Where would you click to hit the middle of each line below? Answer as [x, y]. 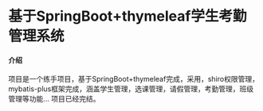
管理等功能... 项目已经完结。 [55, 99]
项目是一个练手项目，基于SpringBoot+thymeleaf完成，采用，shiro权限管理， [133, 79]
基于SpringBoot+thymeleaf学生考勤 [128, 16]
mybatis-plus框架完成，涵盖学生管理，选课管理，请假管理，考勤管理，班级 [131, 89]
